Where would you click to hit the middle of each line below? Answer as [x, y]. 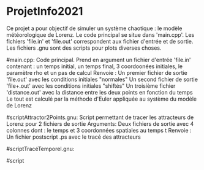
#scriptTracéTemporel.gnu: [40, 149]
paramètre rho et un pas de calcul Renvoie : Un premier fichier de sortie [97, 72]
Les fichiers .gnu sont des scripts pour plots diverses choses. [84, 48]
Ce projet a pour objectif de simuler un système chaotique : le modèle [94, 28]
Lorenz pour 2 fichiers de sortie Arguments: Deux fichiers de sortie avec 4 [100, 123]
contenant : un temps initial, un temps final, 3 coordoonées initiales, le [95, 66]
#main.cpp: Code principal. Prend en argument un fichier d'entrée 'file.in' [99, 60]
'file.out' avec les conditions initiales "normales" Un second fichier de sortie [102, 79]
